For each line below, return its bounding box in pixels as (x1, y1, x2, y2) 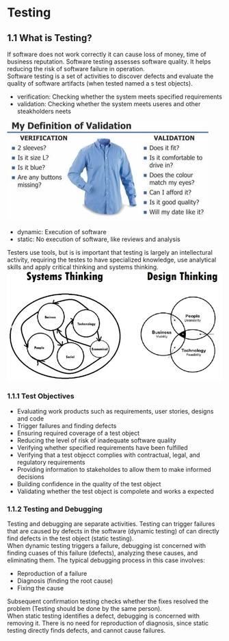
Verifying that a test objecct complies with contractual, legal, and (16, 451, 200, 459)
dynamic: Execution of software (16, 228, 107, 236)
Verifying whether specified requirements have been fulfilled (16, 443, 188, 451)
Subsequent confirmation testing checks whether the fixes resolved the (7, 597, 209, 605)
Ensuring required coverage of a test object (16, 429, 140, 437)
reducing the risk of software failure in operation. (7, 65, 145, 73)
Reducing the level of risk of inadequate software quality (16, 436, 176, 444)
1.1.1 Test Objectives (7, 392, 75, 401)
